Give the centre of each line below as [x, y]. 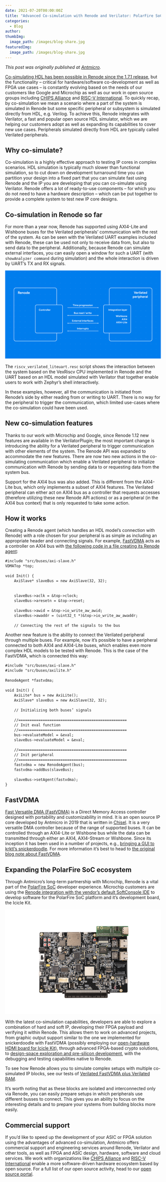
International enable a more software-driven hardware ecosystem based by [82, 1163]
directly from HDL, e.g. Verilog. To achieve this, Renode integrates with [77, 114]
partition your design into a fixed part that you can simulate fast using [76, 178]
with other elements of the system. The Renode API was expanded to [76, 451]
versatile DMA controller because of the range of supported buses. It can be [83, 828]
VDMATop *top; [20, 566]
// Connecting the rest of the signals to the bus [67, 626]
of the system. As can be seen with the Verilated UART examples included [81, 237]
